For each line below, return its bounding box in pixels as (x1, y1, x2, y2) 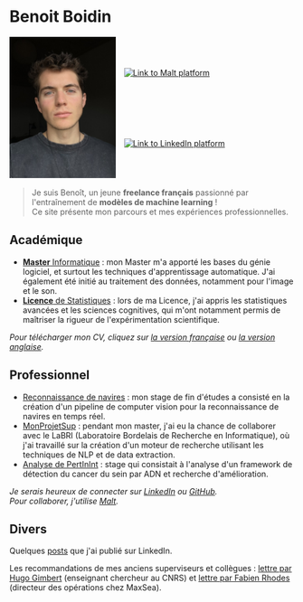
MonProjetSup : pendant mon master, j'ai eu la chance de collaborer (22, 420, 276, 431)
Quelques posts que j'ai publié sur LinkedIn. (9, 545, 173, 557)
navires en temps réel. (22, 410, 106, 421)
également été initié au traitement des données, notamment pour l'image (22, 276, 294, 287)
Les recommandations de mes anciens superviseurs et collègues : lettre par (9, 563, 292, 574)
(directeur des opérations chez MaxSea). (9, 582, 162, 593)
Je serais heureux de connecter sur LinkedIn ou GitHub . (9, 485, 218, 496)
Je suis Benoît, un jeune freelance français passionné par (31, 187, 249, 198)
